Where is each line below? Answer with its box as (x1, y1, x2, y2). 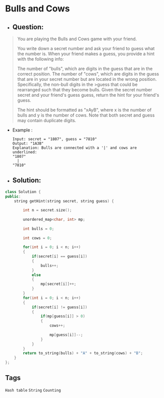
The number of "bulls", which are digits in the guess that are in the (17, 66, 153, 71)
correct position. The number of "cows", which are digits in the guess (17, 71, 160, 77)
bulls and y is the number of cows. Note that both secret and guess (17, 112, 155, 118)
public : (5, 194, 21, 199)
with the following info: (17, 56, 64, 62)
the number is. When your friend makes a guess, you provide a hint (17, 51, 155, 57)
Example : (12, 127, 33, 133)
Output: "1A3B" (12, 141, 44, 146)
